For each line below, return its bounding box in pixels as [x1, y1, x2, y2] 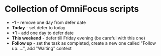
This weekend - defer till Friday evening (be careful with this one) [11, 35, 146, 41]
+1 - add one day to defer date [11, 30, 74, 36]
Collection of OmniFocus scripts [4, 3, 139, 15]
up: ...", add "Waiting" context [11, 45, 72, 51]
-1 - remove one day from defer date [11, 19, 86, 25]
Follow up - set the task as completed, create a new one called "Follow [11, 40, 156, 46]
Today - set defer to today [11, 24, 65, 30]
